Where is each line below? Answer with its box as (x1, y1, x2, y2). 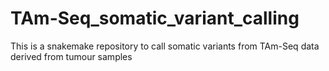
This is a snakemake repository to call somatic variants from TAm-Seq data (10, 40, 320, 52)
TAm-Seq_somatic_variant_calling (10, 7, 300, 30)
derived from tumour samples (10, 50, 133, 62)
